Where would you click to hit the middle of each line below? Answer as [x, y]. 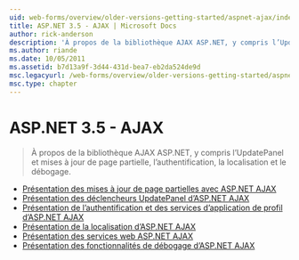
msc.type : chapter [43, 84]
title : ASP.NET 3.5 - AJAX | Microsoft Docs [93, 26]
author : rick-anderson [51, 34]
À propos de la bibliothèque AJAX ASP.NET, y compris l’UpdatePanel [158, 152]
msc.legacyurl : [37, 76]
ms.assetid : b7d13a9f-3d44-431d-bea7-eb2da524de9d [105, 68]
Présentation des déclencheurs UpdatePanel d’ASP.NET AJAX [136, 198]
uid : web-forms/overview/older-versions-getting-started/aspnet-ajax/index [153, 17]
